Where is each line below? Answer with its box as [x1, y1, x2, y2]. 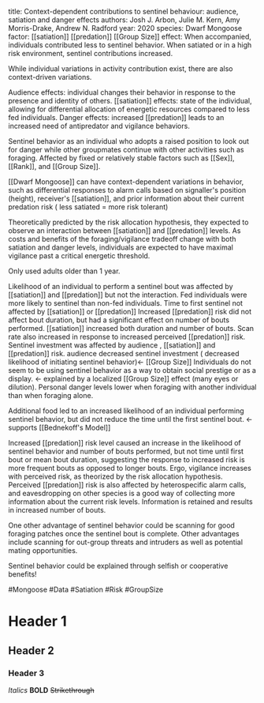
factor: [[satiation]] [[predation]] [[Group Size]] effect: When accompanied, [8, 32, 252, 41]
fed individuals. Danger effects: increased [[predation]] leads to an [8, 113, 225, 122]
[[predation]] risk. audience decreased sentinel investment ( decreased [8, 349, 240, 358]
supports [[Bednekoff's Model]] [8, 423, 111, 432]
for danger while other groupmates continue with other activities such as [8, 145, 244, 154]
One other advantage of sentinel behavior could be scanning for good [8, 521, 235, 530]
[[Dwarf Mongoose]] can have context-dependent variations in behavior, [8, 177, 244, 186]
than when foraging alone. [8, 391, 94, 400]
